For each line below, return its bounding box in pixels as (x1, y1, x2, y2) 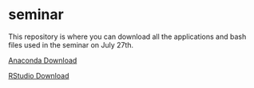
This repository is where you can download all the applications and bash (8, 32, 247, 41)
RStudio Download (8, 71, 69, 80)
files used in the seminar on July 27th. (8, 40, 134, 49)
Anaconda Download (8, 55, 77, 65)
